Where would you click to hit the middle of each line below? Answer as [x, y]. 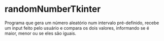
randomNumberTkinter [53, 9]
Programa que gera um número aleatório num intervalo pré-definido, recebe [82, 23]
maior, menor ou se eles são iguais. [41, 33]
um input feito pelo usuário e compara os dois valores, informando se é [77, 28]
